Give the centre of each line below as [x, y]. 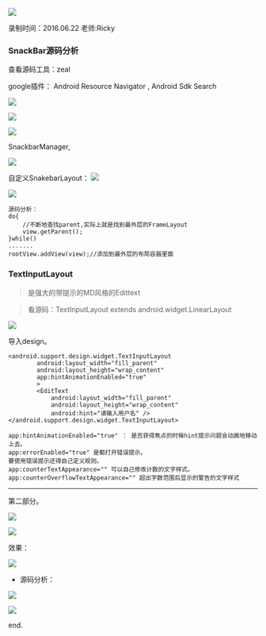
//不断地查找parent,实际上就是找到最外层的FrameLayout [105, 225]
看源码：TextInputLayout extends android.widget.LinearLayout [129, 309]
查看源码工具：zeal [40, 69]
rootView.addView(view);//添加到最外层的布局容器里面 [91, 254]
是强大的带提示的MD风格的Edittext [84, 292]
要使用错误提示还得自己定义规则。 [55, 461]
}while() [23, 239]
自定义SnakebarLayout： [49, 178]
